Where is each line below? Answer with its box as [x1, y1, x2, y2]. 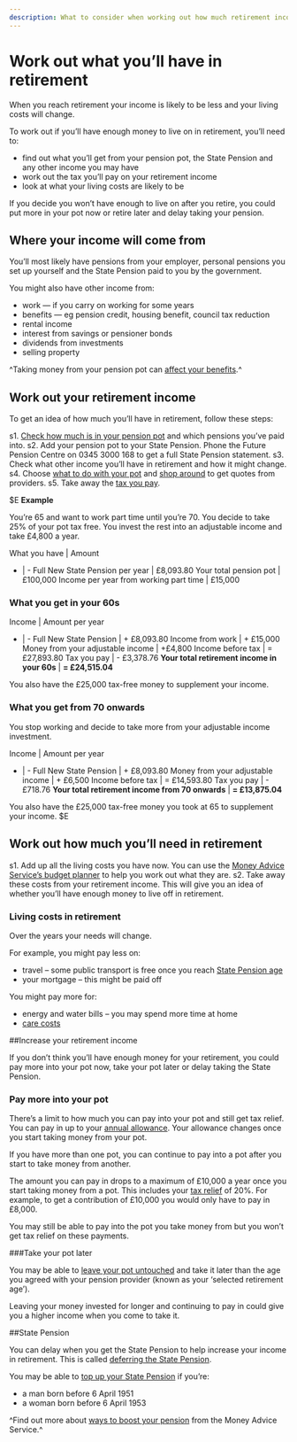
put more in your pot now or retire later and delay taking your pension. [9, 207, 265, 218]
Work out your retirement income [9, 390, 196, 405]
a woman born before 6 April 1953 [21, 1398, 147, 1408]
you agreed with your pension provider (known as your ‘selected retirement [9, 1275, 284, 1285]
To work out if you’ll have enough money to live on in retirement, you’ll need [9, 126, 286, 136]
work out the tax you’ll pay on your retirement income [21, 171, 217, 182]
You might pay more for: [9, 991, 97, 1002]
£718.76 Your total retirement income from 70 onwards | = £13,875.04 [21, 784, 283, 795]
